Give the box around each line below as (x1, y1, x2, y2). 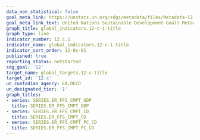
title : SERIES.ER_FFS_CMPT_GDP (11, 102, 89, 109)
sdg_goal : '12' (6, 64, 44, 70)
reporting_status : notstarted (6, 58, 82, 64)
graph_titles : (6, 92, 42, 98)
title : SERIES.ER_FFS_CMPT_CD (11, 114, 86, 120)
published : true (6, 53, 46, 59)
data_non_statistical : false (6, 8, 79, 15)
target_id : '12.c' (6, 75, 52, 81)
